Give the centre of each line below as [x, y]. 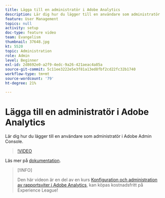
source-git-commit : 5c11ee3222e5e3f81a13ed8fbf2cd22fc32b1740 [70, 70]
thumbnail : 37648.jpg [27, 42]
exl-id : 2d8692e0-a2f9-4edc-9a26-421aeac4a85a [54, 65]
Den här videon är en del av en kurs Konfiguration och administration [87, 179]
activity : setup [22, 28]
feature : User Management [32, 19]
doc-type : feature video [31, 33]
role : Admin [17, 56]
